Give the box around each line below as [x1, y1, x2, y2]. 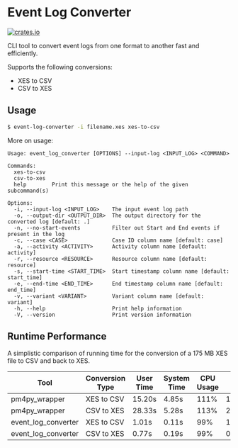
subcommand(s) [7, 187, 50, 194]
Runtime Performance [7, 330, 107, 342]
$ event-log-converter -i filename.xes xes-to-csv [7, 123, 160, 130]
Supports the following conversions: [7, 62, 113, 71]
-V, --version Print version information [13, 311, 192, 318]
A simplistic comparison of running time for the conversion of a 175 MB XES [7, 349, 228, 358]
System [163, 374, 190, 383]
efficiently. [7, 49, 38, 57]
